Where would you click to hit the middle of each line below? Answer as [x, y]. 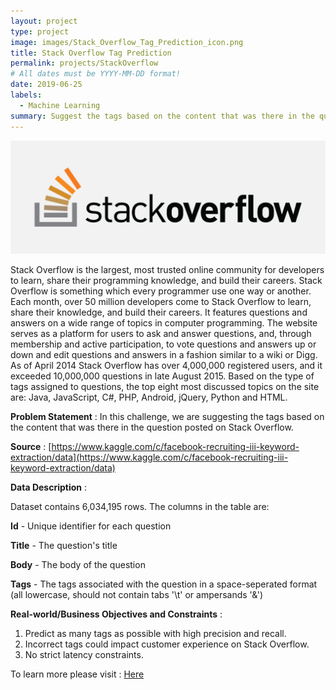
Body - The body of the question [78, 564]
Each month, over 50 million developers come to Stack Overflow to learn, [161, 301]
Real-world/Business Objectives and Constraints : [116, 614]
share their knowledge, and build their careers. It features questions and [159, 312]
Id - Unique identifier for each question [91, 526]
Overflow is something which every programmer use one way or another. [161, 291]
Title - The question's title [64, 545]
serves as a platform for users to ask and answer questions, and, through [161, 333]
